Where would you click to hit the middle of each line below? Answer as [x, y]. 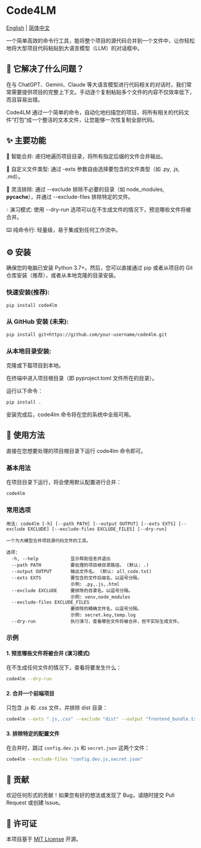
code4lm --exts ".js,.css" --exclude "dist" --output [75, 719]
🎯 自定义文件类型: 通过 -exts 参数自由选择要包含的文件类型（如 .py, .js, [93, 169]
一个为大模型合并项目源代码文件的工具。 [48, 541]
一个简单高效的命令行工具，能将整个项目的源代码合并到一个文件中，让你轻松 [100, 40]
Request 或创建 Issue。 [35, 803]
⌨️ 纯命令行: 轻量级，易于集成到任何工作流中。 [64, 229]
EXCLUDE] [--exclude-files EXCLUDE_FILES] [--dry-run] [98, 529]
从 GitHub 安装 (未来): [37, 322]
